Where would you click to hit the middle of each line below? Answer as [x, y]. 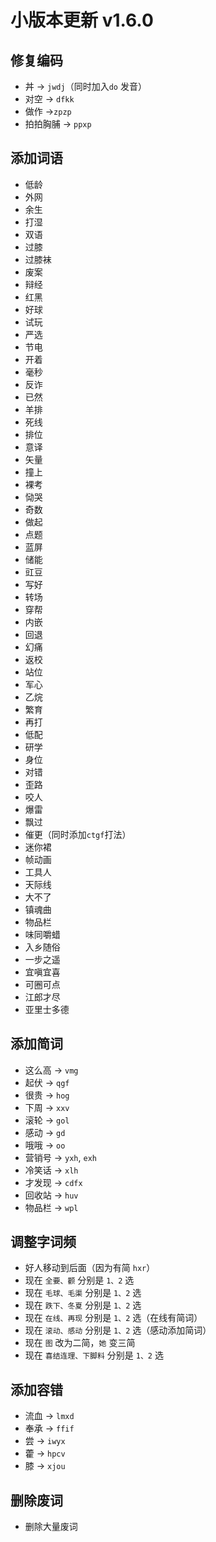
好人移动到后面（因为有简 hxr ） [90, 1268]
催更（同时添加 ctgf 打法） [78, 834]
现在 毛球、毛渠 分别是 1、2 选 [83, 1293]
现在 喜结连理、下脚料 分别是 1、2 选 [94, 1355]
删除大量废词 [51, 1527]
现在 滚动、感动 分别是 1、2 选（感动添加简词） [118, 1330]
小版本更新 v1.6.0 [82, 20]
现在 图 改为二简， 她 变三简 [80, 1343]
